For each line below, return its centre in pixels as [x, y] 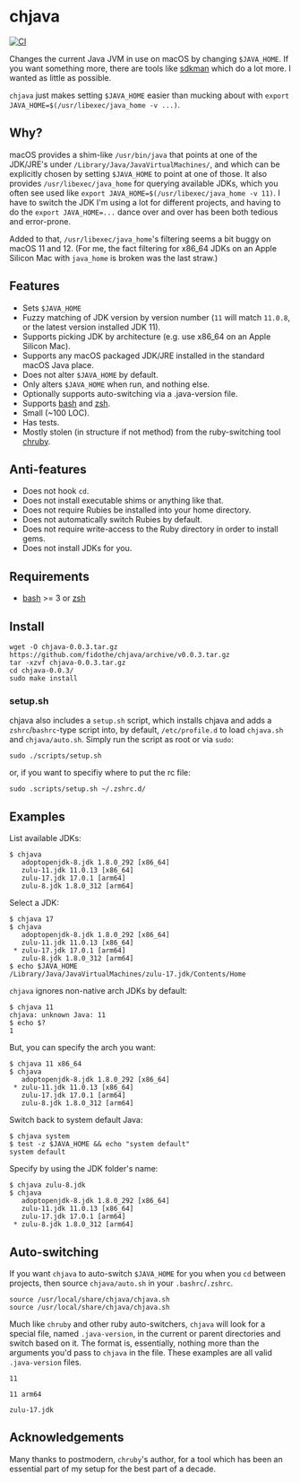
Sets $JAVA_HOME [52, 308]
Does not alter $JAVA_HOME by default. [90, 374]
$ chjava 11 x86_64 [46, 1064]
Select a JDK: [34, 903]
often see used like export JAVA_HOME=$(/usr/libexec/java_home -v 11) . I [145, 193]
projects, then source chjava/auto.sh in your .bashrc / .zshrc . [121, 1283]
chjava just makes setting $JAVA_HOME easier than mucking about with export [149, 95]
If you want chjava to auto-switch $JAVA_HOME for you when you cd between [148, 1273]
